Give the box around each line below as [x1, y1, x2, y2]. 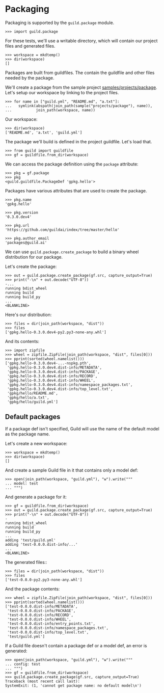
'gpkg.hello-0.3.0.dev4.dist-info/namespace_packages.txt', [7, 382, 133, 387]
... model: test [5, 481, 38, 486]
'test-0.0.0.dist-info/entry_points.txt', [7, 621, 96, 626]
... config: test [5, 662, 41, 666]
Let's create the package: [5, 264, 57, 269]
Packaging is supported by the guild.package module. [5, 20, 114, 26]
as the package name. [5, 431, 50, 437]
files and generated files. [5, 43, 55, 49]
